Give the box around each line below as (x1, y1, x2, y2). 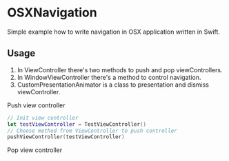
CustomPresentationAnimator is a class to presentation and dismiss (17, 80, 209, 89)
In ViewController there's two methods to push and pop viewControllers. (17, 65, 223, 74)
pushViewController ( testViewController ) (7, 133, 126, 140)
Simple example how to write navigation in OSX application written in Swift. (7, 28, 221, 36)
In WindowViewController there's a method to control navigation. (17, 73, 201, 81)
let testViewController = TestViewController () (7, 120, 147, 128)
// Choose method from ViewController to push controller (7, 127, 177, 134)
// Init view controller (7, 114, 79, 121)
